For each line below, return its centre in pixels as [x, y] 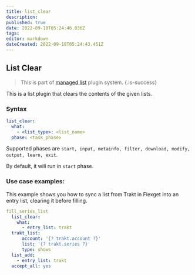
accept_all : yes [31, 266]
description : [22, 17]
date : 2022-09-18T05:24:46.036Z [46, 28]
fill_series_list [27, 211]
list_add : [23, 255]
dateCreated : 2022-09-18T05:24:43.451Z [55, 45]
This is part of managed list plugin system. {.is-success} [89, 82]
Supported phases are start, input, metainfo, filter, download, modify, [98, 149]
